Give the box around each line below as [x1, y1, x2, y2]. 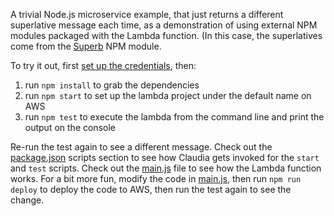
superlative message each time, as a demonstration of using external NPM [10, 19, 318, 31]
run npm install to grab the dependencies [24, 79, 200, 91]
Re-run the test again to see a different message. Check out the [10, 141, 273, 153]
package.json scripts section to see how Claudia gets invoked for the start [10, 152, 320, 163]
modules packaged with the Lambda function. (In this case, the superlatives [10, 30, 323, 41]
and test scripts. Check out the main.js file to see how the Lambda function [10, 162, 322, 174]
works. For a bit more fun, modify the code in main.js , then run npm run [10, 173, 302, 184]
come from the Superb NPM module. [10, 40, 162, 52]
